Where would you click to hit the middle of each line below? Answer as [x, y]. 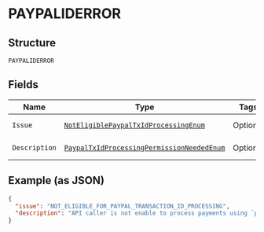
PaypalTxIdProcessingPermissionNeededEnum [145, 147]
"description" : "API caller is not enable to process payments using [131, 213]
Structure [32, 43]
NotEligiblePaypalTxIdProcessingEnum [135, 125]
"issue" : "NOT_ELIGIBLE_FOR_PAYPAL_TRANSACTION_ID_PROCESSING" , [123, 206]
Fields [24, 85]
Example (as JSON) [56, 180]
